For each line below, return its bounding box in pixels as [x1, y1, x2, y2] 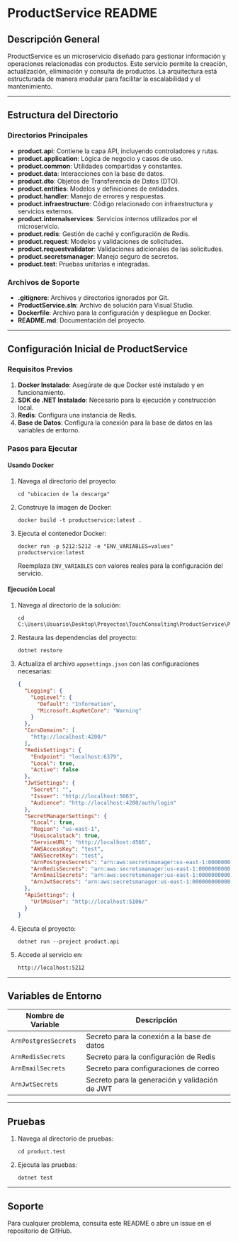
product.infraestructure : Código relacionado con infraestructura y [17, 199, 214, 208]
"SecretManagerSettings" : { [24, 812, 108, 819]
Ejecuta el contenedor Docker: [17, 529, 107, 537]
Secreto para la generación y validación [86, 1075, 218, 1085]
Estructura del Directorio [7, 109, 119, 121]
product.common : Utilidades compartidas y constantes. [17, 162, 183, 170]
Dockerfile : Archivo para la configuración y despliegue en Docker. [17, 308, 212, 317]
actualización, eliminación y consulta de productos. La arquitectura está [7, 67, 217, 75]
